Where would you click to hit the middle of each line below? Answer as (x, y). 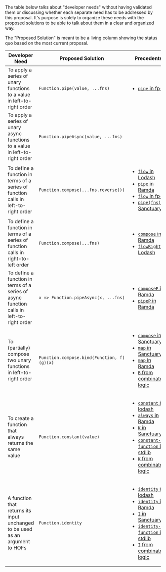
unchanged (21, 523)
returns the (21, 443)
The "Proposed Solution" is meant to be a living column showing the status (81, 38)
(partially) (19, 348)
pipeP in (147, 301)
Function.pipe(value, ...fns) (74, 88)
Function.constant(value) (69, 437)
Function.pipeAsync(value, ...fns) (81, 136)
